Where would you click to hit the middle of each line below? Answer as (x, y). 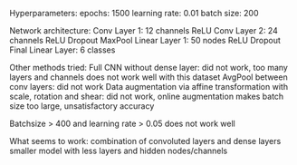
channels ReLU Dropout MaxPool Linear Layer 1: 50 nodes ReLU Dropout (145, 40)
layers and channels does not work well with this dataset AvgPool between (148, 77)
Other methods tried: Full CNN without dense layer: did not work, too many (148, 68)
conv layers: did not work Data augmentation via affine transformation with (148, 87)
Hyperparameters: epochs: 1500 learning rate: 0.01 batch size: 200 (134, 13)
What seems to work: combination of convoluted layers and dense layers (145, 141)
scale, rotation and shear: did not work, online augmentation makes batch (147, 96)
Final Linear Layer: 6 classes (62, 50)
